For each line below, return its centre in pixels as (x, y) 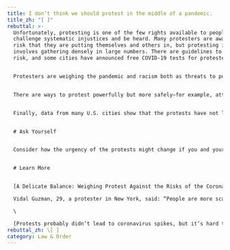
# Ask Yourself (35, 132)
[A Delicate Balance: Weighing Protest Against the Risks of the (108, 187)
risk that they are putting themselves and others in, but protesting (116, 45)
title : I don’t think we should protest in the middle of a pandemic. (110, 13)
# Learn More (32, 168)
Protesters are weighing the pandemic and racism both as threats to (114, 76)
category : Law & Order (39, 236)
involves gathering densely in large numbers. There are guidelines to (118, 52)
